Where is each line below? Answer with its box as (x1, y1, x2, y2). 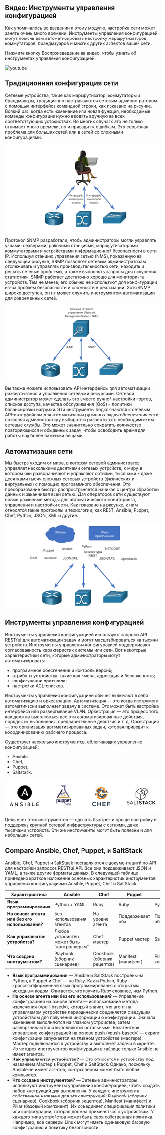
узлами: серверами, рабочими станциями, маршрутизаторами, (5, 242, 139, 248)
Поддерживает (118, 913, 151, 919)
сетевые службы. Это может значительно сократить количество (5, 422, 141, 428)
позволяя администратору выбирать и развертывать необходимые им (5, 417, 154, 423)
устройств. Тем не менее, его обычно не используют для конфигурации (5, 279, 157, 285)
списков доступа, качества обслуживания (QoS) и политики (5, 401, 132, 407)
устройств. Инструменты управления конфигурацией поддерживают (5, 642, 151, 648)
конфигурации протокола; (12, 678, 67, 683)
